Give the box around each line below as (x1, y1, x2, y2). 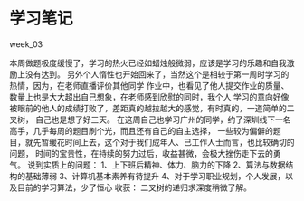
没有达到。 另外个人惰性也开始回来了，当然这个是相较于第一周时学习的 (24, 69, 290, 80)
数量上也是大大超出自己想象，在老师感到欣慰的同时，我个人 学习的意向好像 (9, 91, 290, 102)
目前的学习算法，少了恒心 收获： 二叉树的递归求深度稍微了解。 (16, 182, 252, 193)
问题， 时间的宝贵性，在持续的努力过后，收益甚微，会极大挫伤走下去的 (9, 148, 273, 158)
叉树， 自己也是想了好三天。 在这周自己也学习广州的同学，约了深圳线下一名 (9, 114, 291, 125)
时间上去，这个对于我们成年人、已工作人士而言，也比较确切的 (64, 137, 295, 148)
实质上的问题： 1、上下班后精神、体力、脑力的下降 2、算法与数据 (43, 159, 287, 170)
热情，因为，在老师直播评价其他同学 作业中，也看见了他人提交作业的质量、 (9, 80, 290, 91)
